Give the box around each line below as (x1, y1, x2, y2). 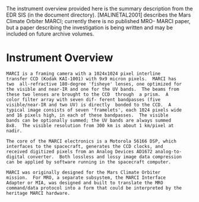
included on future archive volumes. (6, 30, 94, 37)
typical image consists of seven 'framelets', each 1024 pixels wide (6, 107, 182, 113)
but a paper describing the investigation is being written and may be (6, 24, 173, 31)
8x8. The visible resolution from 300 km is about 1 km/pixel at (6, 122, 174, 128)
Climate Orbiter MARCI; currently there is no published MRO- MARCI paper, (6, 18, 191, 24)
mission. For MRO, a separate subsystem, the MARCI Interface (6, 175, 166, 181)
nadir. (6, 128, 23, 134)
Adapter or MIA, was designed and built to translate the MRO (6, 179, 163, 186)
